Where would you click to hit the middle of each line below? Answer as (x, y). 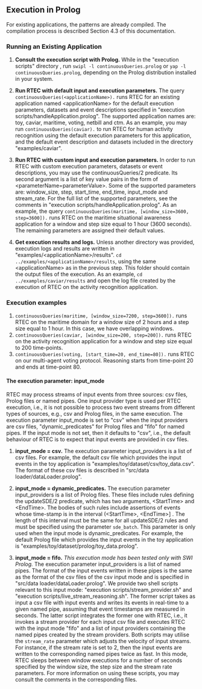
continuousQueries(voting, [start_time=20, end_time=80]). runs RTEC (105, 354)
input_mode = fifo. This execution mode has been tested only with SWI (104, 557)
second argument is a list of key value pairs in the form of (87, 179)
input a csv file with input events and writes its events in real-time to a (102, 602)
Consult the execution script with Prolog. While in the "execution (97, 60)
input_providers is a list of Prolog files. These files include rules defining (104, 495)
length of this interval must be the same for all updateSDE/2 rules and (101, 520)
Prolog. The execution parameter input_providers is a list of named (98, 564)
